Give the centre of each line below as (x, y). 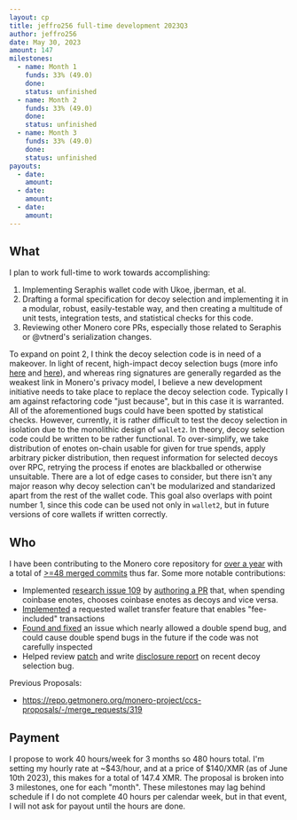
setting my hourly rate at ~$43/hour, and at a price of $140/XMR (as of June (148, 769)
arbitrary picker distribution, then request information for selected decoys (144, 458)
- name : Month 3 (47, 133)
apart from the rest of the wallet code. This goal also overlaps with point (141, 496)
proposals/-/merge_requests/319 (82, 710)
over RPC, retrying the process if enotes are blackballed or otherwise (135, 468)
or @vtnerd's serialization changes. (87, 337)
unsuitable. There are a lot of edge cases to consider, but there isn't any (141, 477)
